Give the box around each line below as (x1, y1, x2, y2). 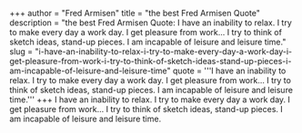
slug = (9, 46, 34, 57)
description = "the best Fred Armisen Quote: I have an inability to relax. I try (9, 17, 293, 28)
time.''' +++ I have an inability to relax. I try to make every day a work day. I (9, 94, 291, 105)
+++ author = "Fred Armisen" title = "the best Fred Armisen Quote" (9, 8, 261, 18)
